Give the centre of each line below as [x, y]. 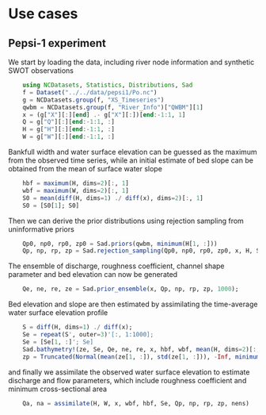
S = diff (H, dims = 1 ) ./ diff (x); [78, 327]
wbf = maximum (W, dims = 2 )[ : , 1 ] [76, 190]
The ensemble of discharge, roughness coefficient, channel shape [116, 266]
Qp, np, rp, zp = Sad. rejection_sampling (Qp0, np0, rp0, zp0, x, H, [138, 251]
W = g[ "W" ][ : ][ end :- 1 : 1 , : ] [68, 137]
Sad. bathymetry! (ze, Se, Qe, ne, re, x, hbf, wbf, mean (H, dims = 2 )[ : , [141, 349]
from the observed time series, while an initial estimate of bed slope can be [131, 160]
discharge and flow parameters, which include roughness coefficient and [127, 380]
